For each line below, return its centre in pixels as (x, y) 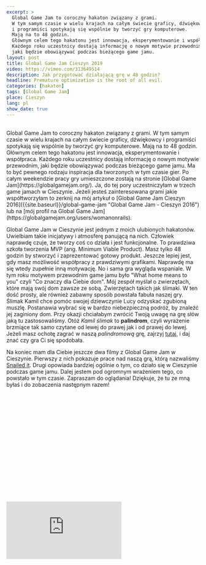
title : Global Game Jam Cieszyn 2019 (55, 63)
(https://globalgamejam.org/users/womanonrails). (69, 218)
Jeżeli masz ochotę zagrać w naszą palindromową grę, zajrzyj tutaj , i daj (98, 333)
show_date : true (27, 109)
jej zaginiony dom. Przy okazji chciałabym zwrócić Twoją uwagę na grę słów (103, 314)
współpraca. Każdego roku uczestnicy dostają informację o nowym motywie (103, 159)
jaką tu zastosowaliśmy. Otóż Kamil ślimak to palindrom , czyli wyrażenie (98, 320)
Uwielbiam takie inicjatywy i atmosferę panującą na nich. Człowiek (90, 236)
